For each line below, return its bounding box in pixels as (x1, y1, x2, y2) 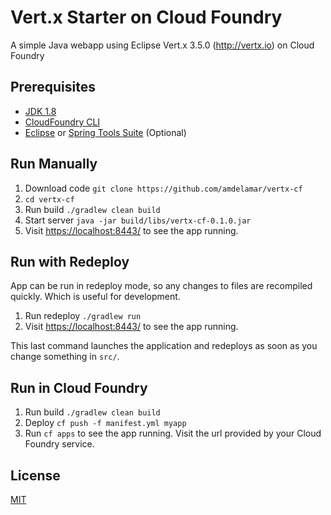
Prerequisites (10, 79, 96, 96)
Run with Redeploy (10, 253, 130, 270)
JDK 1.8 (24, 105, 57, 117)
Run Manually (10, 156, 98, 173)
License (10, 467, 61, 484)
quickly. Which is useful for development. (10, 291, 181, 303)
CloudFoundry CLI (24, 116, 101, 128)
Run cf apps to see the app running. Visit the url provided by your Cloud (24, 427, 322, 440)
